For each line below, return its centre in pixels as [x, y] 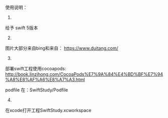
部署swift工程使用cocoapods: [36, 69]
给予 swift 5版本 [22, 28]
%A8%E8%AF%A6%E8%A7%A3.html [45, 80]
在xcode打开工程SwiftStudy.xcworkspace [48, 110]
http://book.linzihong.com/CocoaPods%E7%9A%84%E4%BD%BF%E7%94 [84, 74]
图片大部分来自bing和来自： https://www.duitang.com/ [62, 48]
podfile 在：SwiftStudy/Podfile [37, 90]
